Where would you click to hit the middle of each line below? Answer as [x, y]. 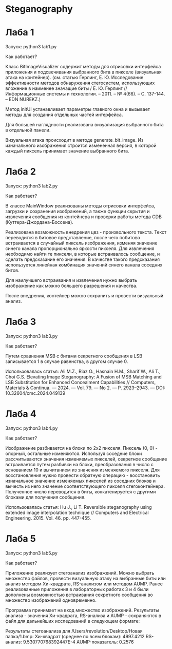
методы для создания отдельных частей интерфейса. [64, 115]
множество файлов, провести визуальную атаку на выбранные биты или [85, 578]
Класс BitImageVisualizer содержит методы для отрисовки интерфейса [83, 67]
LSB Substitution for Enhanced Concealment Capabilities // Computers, [81, 382]
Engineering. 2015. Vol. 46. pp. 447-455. [48, 518]
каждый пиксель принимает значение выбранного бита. [67, 151]
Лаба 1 [20, 33]
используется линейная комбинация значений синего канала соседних [84, 265]
